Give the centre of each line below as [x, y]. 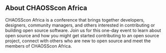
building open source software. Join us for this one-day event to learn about [83, 30]
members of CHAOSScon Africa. [39, 46]
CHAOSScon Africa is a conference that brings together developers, [75, 20]
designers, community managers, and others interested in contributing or [80, 25]
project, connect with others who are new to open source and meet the [78, 41]
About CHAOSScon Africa [46, 8]
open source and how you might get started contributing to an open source [82, 35]
